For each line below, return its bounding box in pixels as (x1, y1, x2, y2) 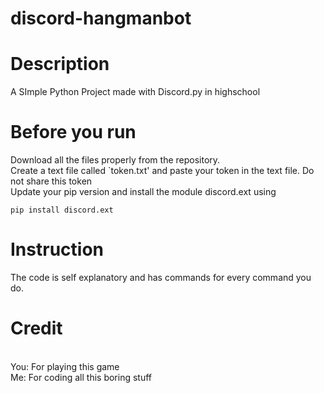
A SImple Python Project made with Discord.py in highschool (10, 86, 261, 98)
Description (10, 53, 110, 76)
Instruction (10, 238, 104, 261)
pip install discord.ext (10, 205, 114, 216)
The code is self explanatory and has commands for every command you (10, 272, 312, 283)
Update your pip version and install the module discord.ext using (10, 186, 277, 198)
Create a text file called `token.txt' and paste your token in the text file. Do (10, 165, 315, 177)
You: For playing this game (10, 360, 120, 372)
